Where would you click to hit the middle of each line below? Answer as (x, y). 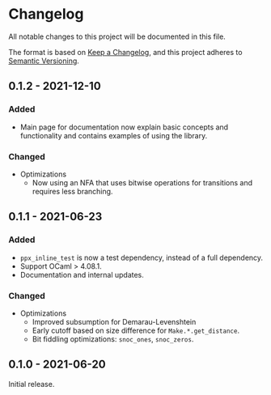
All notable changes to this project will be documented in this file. (117, 36)
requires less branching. (72, 191)
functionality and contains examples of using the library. (114, 135)
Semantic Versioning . (44, 61)
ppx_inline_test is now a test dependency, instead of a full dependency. (142, 257)
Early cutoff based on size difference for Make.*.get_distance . (136, 330)
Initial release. (32, 384)
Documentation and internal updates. (82, 274)
